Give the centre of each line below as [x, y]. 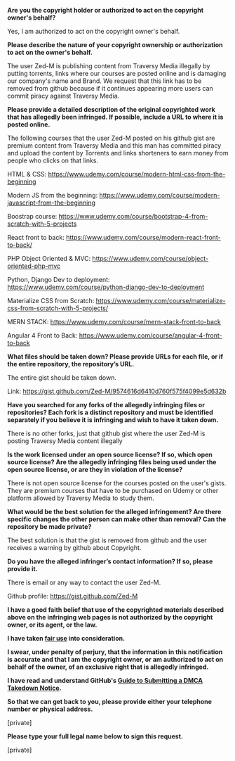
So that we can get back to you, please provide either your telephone [110, 702]
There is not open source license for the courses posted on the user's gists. [117, 483]
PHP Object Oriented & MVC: [49, 258]
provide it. [22, 569]
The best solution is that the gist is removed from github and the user [107, 540]
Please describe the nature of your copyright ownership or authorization [115, 45]
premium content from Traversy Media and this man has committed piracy [114, 146]
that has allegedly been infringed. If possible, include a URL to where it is [115, 117]
